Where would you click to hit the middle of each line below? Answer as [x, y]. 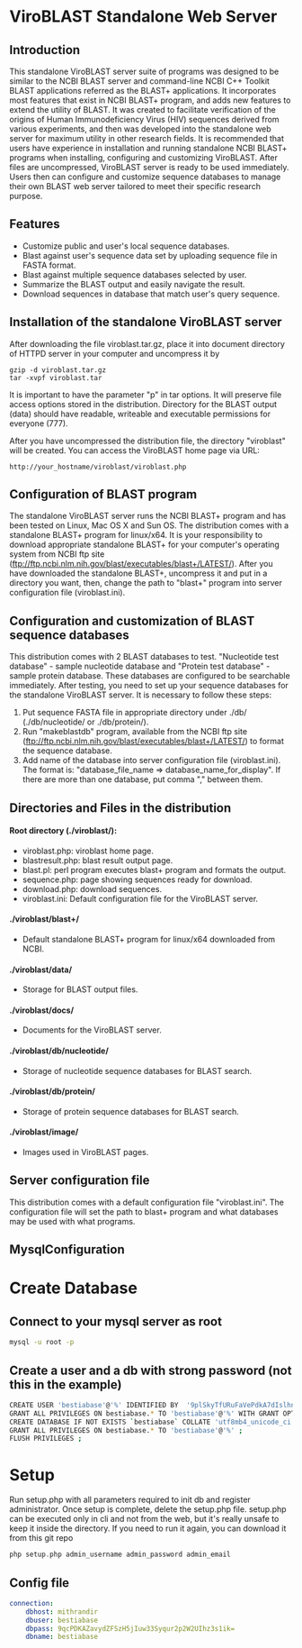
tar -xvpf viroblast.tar [56, 378]
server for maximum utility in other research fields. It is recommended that [147, 138]
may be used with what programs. [72, 1221]
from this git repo [41, 1538]
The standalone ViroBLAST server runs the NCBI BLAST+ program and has [147, 516]
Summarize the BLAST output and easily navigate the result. [133, 284]
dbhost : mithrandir [62, 1612]
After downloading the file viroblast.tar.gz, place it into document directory [147, 343]
